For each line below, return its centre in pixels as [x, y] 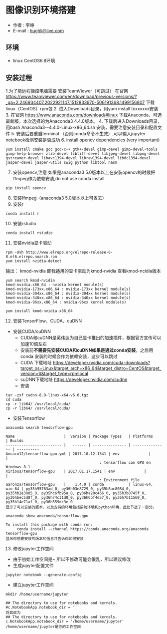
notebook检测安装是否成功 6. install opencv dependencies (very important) [83, 140]
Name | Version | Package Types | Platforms [80, 436]
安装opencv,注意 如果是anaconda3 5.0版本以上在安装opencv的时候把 [84, 172]
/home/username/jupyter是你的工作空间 [43, 627]
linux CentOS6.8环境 [34, 60]
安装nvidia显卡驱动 [32, 243]
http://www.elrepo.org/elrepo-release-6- [69, 252]
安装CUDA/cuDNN [32, 331]
